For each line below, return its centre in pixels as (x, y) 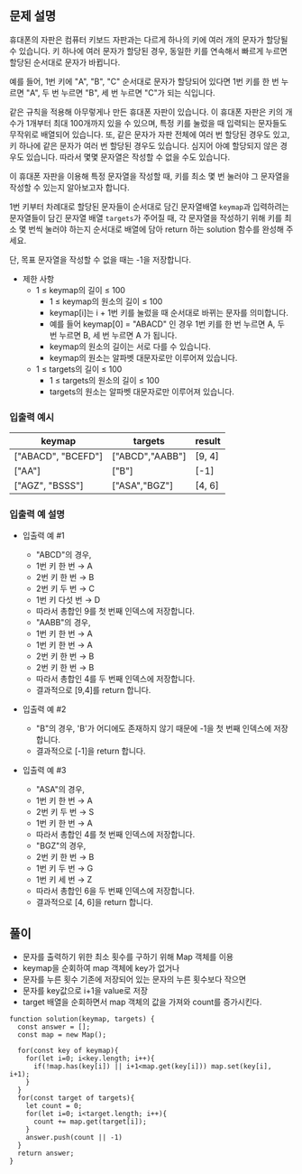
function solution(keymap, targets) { (82, 1019)
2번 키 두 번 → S (65, 812)
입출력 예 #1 (43, 536)
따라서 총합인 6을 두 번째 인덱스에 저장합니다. (115, 891)
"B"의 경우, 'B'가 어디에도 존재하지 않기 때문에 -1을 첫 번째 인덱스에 (154, 728)
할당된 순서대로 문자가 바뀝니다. (65, 62)
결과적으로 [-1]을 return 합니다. (91, 751)
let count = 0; (54, 1106)
